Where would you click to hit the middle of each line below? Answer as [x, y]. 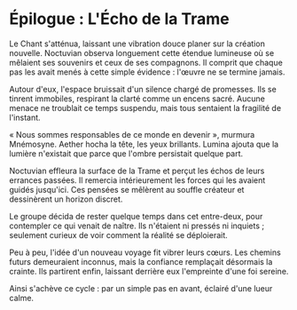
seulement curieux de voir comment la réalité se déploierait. [118, 234]
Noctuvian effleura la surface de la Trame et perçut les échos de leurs [137, 171]
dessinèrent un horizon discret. [66, 199]
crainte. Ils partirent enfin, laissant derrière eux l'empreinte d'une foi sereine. [149, 271]
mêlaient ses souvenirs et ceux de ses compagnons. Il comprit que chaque [146, 62]
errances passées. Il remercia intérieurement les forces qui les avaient [137, 180]
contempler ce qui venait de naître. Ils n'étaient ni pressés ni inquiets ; [137, 226]
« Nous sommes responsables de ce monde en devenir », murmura [132, 134]
